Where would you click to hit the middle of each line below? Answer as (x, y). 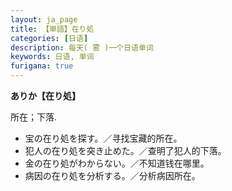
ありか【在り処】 (45, 95)
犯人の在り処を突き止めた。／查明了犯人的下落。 (125, 150)
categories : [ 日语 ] (49, 38)
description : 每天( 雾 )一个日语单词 (82, 47)
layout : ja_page (44, 19)
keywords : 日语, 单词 (52, 57)
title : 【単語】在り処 (52, 29)
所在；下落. (34, 117)
